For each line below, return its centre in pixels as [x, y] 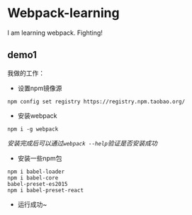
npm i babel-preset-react [45, 190]
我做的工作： [26, 73]
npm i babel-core [33, 178]
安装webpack [37, 116]
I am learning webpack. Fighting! [55, 33]
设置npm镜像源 [40, 88]
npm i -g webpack [33, 129]
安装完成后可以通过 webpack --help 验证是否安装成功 [83, 143]
